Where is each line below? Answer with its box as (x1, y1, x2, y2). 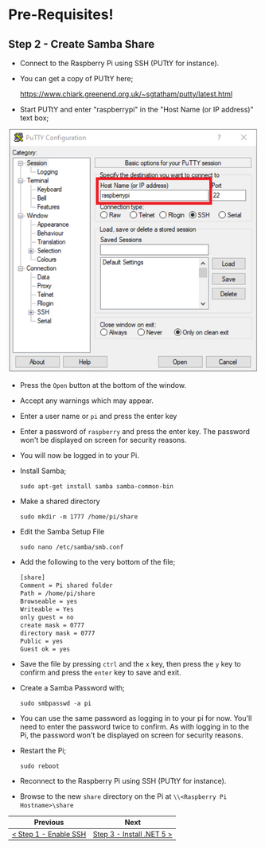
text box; (19, 113, 49, 123)
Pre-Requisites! (8, 6, 114, 24)
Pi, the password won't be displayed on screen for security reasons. (19, 730, 244, 740)
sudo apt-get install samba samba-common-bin (19, 482, 173, 491)
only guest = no (19, 613, 74, 621)
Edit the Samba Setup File (19, 526, 105, 536)
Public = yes (19, 637, 64, 645)
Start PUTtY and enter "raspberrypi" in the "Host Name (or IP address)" (19, 105, 254, 114)
